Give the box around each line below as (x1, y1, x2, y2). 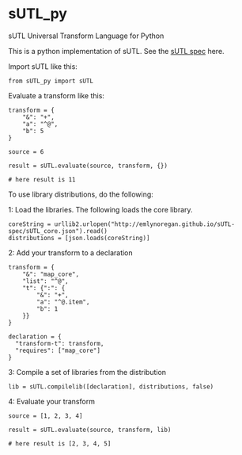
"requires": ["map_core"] (15, 346, 101, 354)
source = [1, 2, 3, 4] (8, 411, 83, 420)
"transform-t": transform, (15, 339, 104, 347)
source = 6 (8, 147, 44, 155)
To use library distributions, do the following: (8, 189, 154, 199)
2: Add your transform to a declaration (8, 247, 133, 258)
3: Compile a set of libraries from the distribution (8, 367, 167, 377)
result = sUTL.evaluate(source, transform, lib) (8, 426, 172, 434)
